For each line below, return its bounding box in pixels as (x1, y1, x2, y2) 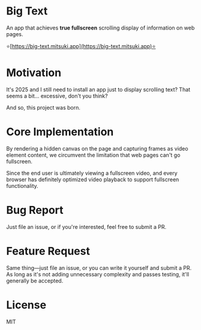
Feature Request (6, 244, 90, 258)
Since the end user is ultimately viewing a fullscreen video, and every (6, 169, 178, 176)
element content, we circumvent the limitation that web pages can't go (6, 151, 181, 158)
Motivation (6, 66, 62, 79)
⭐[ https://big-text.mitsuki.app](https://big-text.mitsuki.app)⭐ (6, 42, 156, 49)
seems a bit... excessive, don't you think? (6, 92, 108, 99)
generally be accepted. (6, 277, 64, 284)
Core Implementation (6, 125, 114, 139)
